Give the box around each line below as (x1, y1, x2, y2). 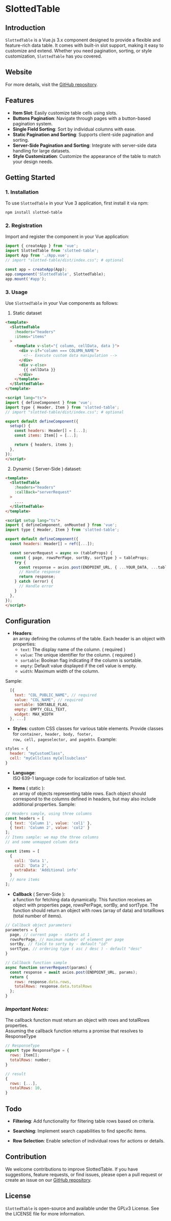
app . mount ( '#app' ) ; (5, 276, 47, 281)
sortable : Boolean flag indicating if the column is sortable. (20, 657, 142, 663)
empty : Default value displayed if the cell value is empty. (20, 663, 137, 669)
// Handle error (18, 584, 53, 589)
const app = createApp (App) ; (5, 267, 67, 272)
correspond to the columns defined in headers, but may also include (12, 796, 156, 802)
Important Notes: (5, 1005, 49, 1012)
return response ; (18, 574, 56, 579)
